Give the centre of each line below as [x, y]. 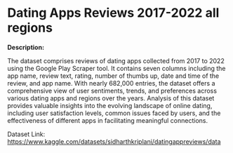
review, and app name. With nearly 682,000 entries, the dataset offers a [111, 83]
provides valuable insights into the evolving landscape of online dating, [110, 105]
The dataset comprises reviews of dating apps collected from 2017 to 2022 [116, 60]
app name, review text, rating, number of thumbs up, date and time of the [113, 76]
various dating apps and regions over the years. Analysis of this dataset [111, 98]
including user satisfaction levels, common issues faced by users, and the [114, 113]
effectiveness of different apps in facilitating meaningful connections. [108, 120]
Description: [26, 47]
